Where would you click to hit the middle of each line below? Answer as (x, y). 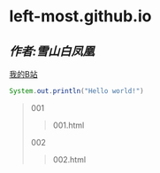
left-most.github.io (80, 16)
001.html (69, 125)
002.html (69, 159)
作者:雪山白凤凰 (52, 51)
